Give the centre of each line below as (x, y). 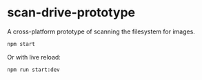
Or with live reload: (34, 57)
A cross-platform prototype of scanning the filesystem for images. (101, 31)
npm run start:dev (33, 70)
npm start (21, 44)
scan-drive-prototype (71, 13)
